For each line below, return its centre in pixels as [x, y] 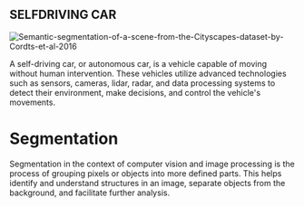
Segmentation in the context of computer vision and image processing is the [152, 164]
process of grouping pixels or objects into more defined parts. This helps [146, 173]
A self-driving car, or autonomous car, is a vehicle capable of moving [138, 63]
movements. [33, 102]
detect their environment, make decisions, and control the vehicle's [135, 92]
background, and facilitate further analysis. [90, 193]
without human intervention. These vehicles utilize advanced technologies [148, 73]
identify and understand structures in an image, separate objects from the [147, 183]
